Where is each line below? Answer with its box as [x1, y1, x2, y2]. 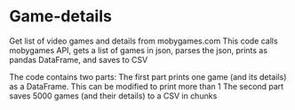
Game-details [9, 6, 113, 27]
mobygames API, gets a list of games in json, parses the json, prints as [9, 44, 268, 55]
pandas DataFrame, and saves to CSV [9, 54, 148, 65]
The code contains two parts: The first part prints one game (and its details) [9, 71, 287, 82]
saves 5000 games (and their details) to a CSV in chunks [9, 90, 218, 101]
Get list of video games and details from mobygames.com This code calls [9, 35, 278, 46]
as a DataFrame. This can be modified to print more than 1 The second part [9, 81, 284, 91]
